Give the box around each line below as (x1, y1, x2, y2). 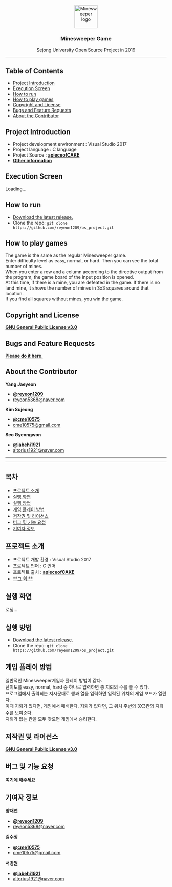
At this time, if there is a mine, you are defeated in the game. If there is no (5, 279, 160, 286)
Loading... (5, 186, 27, 192)
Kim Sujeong (5, 406, 33, 412)
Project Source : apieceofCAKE (12, 151, 80, 158)
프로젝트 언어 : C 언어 (12, 563, 56, 569)
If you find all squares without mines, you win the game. (5, 296, 123, 302)
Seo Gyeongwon (5, 431, 41, 437)
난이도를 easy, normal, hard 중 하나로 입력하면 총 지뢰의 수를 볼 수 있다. (5, 683, 149, 690)
